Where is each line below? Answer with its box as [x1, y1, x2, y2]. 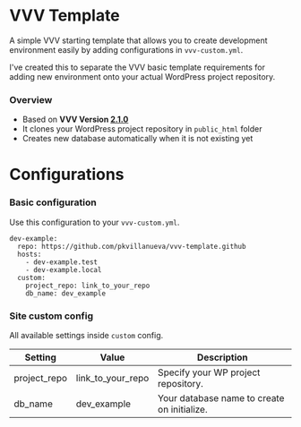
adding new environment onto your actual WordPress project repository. [9, 71, 276, 81]
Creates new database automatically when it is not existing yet [21, 133, 254, 144]
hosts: [17, 250, 42, 259]
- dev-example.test [25, 257, 99, 267]
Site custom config [9, 310, 94, 322]
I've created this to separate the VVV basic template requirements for [9, 62, 266, 73]
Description [196, 351, 248, 363]
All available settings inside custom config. [9, 330, 164, 341]
